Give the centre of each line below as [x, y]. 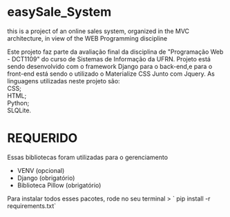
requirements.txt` [32, 206]
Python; [18, 103]
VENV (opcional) [41, 170]
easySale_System [59, 12]
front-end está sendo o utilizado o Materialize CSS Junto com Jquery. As [111, 74]
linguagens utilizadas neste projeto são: [64, 81]
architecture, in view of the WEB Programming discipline [87, 38]
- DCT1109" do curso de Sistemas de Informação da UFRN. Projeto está [109, 59]
